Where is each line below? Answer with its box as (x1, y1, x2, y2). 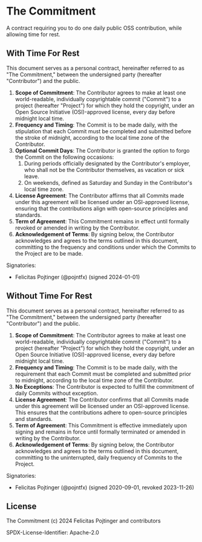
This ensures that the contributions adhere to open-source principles (15, 409, 187, 416)
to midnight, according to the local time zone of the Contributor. (15, 377, 174, 384)
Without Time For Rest (6, 291, 93, 301)
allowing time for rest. (6, 30, 60, 38)
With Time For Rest (6, 48, 80, 59)
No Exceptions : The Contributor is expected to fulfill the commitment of (15, 383, 195, 390)
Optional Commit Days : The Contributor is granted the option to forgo (15, 147, 190, 154)
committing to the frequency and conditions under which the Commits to (15, 243, 197, 251)
